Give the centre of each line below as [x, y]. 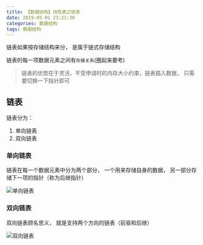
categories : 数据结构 [32, 23]
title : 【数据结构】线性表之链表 [43, 12]
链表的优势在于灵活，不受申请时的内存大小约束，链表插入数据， [102, 73]
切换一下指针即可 [48, 81]
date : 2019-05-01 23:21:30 [41, 18]
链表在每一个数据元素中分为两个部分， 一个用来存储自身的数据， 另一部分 [99, 170]
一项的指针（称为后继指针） [52, 178]
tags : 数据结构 [24, 29]
